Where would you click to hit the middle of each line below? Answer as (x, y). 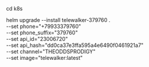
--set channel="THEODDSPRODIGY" (51, 52)
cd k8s (14, 9)
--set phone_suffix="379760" (42, 33)
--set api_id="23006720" (37, 39)
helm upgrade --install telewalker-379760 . (58, 20)
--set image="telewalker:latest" (44, 58)
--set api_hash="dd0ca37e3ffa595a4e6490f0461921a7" (75, 45)
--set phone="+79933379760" (44, 26)
